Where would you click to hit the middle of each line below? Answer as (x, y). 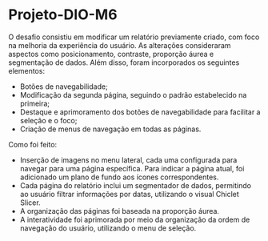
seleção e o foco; (48, 120)
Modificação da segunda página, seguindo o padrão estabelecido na (133, 94)
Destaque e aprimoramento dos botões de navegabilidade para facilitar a (140, 112)
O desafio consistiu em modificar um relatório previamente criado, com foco (134, 37)
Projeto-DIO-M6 (63, 15)
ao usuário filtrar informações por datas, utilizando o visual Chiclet (130, 194)
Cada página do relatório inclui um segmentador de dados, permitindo (136, 185)
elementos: (27, 70)
